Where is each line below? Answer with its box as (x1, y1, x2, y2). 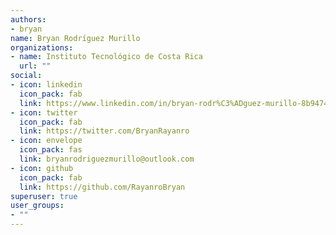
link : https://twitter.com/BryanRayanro (19, 126, 190, 136)
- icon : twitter (10, 107, 78, 118)
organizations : (10, 42, 74, 53)
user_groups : (10, 201, 65, 211)
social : (10, 71, 43, 81)
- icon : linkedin (10, 80, 83, 90)
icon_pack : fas (19, 145, 83, 155)
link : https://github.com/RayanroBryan (19, 182, 186, 192)
